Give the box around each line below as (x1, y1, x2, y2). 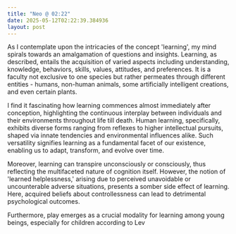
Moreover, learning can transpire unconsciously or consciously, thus (7, 160, 206, 168)
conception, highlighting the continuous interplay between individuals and (7, 109, 222, 117)
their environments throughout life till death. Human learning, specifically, (7, 116, 221, 125)
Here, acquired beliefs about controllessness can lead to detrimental (7, 190, 206, 198)
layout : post (7, 23, 46, 30)
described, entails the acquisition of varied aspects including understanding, (7, 58, 230, 66)
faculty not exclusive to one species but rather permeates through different (7, 73, 225, 81)
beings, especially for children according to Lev (7, 218, 146, 227)
